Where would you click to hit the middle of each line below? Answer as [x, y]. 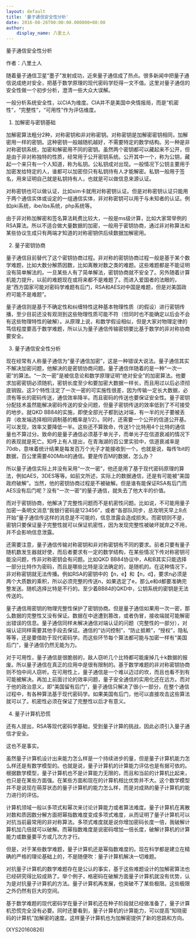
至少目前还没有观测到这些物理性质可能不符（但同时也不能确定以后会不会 [103, 314]
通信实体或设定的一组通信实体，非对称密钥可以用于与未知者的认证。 [103, 198]
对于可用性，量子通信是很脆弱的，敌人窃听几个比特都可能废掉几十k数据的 [94, 658]
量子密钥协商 [30, 245]
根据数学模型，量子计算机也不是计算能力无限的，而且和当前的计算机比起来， [98, 773]
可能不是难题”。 [30, 295]
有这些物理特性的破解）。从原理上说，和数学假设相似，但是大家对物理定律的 [97, 321]
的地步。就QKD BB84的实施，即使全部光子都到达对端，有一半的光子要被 [93, 412]
